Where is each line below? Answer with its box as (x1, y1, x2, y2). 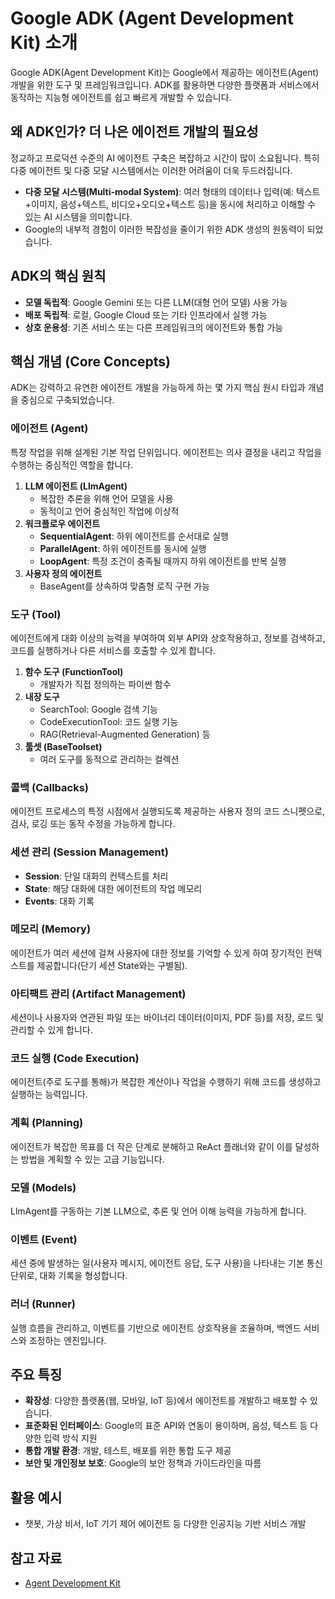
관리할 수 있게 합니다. (10, 1024, 93, 1036)
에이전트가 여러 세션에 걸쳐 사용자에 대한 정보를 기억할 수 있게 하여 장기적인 (10, 947, 304, 959)
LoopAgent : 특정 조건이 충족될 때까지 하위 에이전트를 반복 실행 (39, 555, 287, 567)
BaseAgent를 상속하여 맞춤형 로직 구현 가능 (39, 580, 210, 592)
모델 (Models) (10, 1180, 77, 1194)
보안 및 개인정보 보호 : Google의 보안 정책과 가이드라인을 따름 (24, 1457, 262, 1469)
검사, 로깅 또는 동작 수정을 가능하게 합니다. (10, 818, 176, 830)
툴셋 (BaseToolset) (24, 740, 103, 752)
